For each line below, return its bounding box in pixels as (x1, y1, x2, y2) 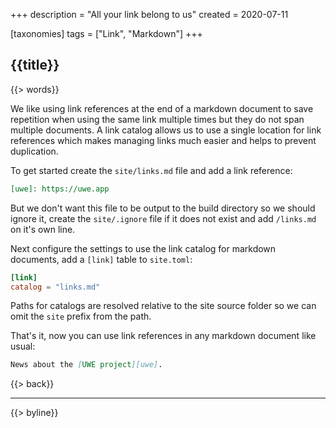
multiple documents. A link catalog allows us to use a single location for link (10, 124, 322, 136)
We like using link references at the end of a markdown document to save (10, 102, 314, 114)
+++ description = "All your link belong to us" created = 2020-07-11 (10, 9, 289, 20)
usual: (10, 340, 36, 353)
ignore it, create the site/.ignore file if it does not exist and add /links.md (10, 212, 317, 224)
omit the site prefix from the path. (10, 310, 152, 323)
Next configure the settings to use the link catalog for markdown (10, 242, 277, 254)
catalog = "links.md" (10, 282, 101, 292)
